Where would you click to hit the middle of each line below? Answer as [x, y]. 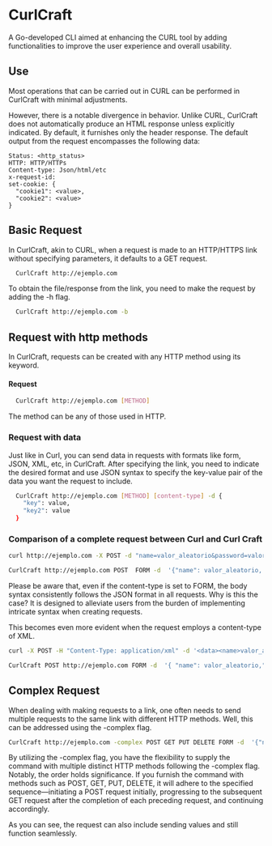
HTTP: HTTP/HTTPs [38, 163]
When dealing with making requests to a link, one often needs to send [125, 710]
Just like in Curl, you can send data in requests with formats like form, [125, 455]
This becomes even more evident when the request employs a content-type [135, 627]
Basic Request [45, 230]
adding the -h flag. [39, 297]
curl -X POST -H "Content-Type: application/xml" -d [99, 651]
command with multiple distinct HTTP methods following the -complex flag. [134, 766]
